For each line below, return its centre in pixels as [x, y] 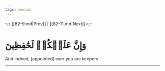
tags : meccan [18, 9]
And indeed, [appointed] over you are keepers [52, 58]
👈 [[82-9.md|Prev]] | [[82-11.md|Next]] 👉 [49, 24]
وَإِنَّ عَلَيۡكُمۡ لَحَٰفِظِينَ [46, 45]
